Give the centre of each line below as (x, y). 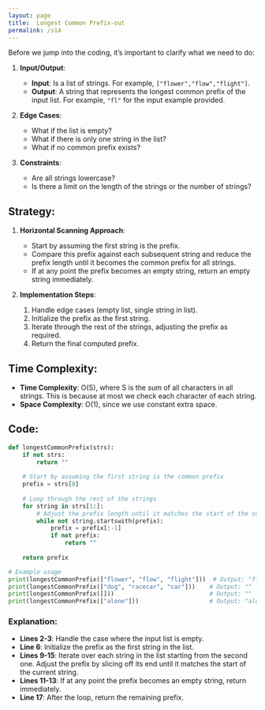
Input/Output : (42, 68)
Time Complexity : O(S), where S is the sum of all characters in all (126, 387)
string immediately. (62, 279)
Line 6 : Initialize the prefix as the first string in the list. (107, 647)
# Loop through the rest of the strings (90, 499)
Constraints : (40, 163)
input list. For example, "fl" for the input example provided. (128, 100)
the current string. (49, 672)
